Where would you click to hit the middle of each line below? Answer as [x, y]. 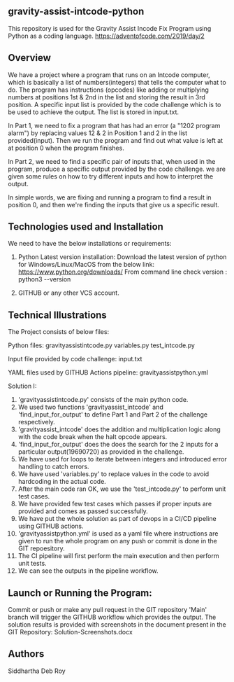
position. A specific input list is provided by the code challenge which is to [115, 104]
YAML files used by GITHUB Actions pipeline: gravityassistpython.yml [108, 373]
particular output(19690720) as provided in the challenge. [101, 452]
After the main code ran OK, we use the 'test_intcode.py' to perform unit [122, 489]
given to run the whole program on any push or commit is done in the [117, 541]
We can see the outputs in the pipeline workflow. [88, 571]
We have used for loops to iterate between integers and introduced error [122, 459]
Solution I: [22, 386]
